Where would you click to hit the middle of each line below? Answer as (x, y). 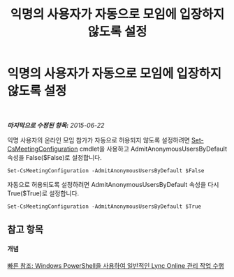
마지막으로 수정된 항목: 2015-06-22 (56, 125)
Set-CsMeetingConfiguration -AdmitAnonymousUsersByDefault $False (106, 171)
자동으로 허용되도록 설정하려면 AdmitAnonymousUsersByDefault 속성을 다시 (113, 184)
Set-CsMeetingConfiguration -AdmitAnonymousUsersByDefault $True (104, 207)
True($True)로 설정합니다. (43, 193)
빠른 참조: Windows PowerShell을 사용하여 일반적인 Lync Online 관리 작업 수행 (116, 265)
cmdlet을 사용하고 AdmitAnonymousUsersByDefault (153, 149)
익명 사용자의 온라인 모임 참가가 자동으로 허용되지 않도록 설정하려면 (98, 140)
